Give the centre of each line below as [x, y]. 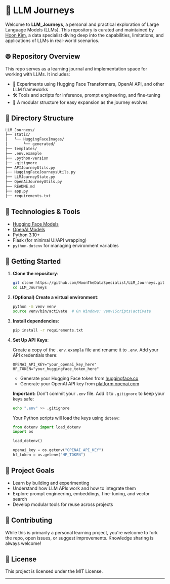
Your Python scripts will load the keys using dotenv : [66, 418]
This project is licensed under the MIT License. [54, 571]
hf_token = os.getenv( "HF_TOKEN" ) [49, 455]
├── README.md [20, 187]
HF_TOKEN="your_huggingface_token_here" [56, 369]
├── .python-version [27, 158]
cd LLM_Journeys [30, 288]
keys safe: [23, 399]
